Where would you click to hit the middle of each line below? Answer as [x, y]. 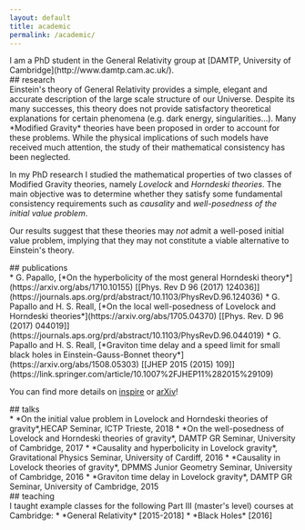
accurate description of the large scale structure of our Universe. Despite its [152, 99]
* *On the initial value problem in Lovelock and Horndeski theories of [139, 419]
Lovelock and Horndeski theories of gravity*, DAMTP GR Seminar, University [152, 438]
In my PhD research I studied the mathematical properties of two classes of [151, 175]
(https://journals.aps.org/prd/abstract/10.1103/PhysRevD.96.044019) [137, 335]
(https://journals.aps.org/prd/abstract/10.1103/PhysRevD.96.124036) [137, 297]
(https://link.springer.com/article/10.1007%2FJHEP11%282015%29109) [142, 375]
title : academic [40, 26]
